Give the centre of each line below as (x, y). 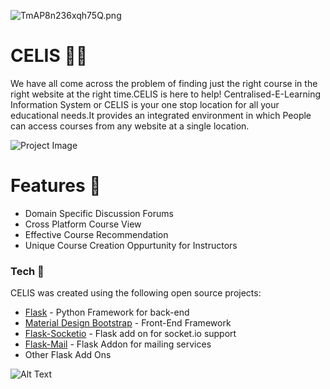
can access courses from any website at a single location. (130, 126)
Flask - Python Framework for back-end (107, 312)
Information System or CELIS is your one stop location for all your (145, 104)
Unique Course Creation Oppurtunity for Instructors (131, 245)
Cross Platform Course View (83, 224)
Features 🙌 (56, 186)
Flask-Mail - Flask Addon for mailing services (118, 344)
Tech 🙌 (27, 271)
